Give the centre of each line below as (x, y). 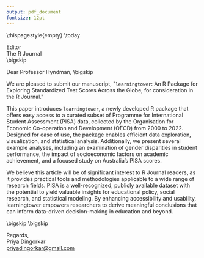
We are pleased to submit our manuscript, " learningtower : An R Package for (102, 84)
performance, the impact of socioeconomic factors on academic (88, 154)
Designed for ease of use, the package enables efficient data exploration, (99, 135)
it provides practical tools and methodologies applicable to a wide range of (100, 179)
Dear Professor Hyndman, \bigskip (50, 72)
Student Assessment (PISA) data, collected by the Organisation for (90, 121)
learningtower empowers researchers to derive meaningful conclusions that (102, 205)
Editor (14, 47)
